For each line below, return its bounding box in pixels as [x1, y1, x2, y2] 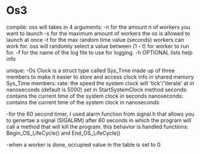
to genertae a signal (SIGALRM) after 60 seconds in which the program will [6, 116, 192, 123]
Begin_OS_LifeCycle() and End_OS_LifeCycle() [6, 129, 121, 137]
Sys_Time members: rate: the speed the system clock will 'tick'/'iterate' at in [6, 79, 195, 87]
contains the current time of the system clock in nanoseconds [6, 98, 160, 105]
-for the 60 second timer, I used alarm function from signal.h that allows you [6, 110, 195, 117]
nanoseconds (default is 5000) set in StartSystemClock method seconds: [6, 86, 188, 93]
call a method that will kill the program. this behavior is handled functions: [6, 123, 189, 130]
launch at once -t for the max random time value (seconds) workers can [6, 36, 184, 43]
